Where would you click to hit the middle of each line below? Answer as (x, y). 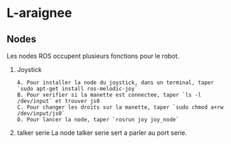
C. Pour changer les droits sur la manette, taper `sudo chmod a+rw (120, 107)
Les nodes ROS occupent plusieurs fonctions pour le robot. (93, 56)
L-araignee (39, 13)
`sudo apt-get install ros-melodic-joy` (77, 89)
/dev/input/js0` (41, 114)
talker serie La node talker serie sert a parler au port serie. (102, 133)
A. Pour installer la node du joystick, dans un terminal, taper (115, 83)
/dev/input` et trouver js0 (58, 101)
